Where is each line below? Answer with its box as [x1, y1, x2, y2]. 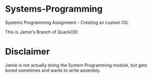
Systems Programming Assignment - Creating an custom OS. [5, 19, 129, 25]
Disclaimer [5, 46, 50, 57]
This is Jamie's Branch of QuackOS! [5, 29, 78, 35]
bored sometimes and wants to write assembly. [5, 67, 101, 73]
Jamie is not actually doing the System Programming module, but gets [5, 62, 148, 68]
